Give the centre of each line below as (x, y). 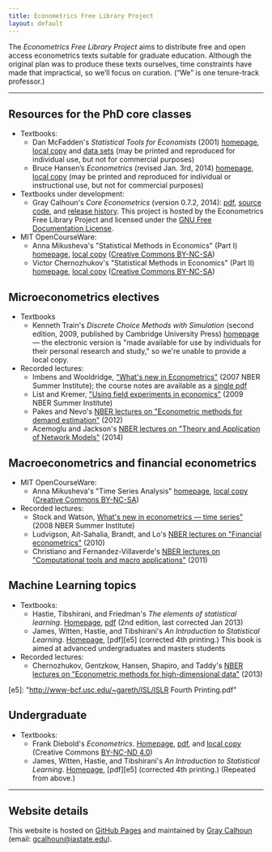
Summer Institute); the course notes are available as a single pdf (140, 385)
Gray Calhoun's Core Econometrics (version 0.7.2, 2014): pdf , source (147, 203)
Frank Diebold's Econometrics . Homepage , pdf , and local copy (136, 743)
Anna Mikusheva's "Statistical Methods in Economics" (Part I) (135, 246)
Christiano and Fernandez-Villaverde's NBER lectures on (126, 551)
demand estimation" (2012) (77, 420)
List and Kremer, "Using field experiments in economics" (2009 (138, 394)
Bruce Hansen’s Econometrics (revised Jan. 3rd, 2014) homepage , (143, 168)
